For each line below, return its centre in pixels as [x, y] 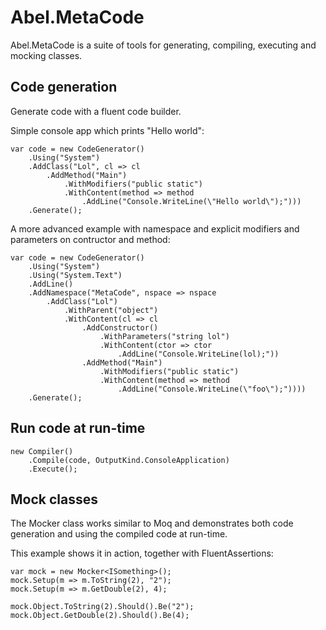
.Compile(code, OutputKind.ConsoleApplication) [129, 460]
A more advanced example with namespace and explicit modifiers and [155, 228]
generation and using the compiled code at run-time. [119, 534]
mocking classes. [46, 55]
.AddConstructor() [120, 327]
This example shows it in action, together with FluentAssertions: [142, 553]
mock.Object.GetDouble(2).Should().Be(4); [100, 616]
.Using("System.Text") [75, 275]
